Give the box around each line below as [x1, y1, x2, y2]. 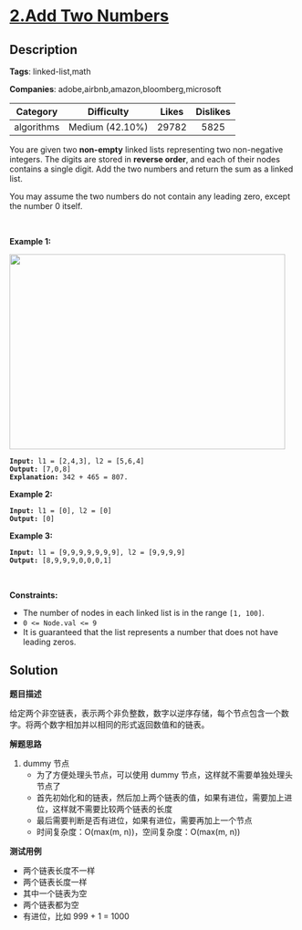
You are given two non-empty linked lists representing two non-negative [9, 144, 284, 155]
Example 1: [9, 236, 52, 246]
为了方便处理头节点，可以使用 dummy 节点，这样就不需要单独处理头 [36, 768, 294, 780]
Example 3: [9, 530, 53, 541]
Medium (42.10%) [68, 120, 149, 133]
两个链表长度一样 [22, 876, 88, 887]
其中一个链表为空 [22, 887, 88, 899]
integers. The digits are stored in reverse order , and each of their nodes [9, 154, 281, 164]
